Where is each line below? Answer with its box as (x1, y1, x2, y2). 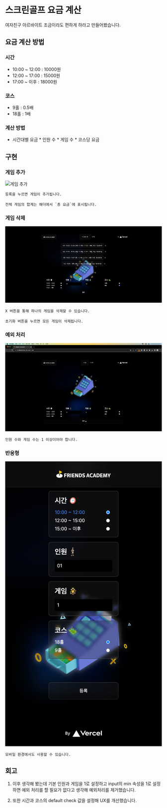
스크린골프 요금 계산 (5, 4, 82, 16)
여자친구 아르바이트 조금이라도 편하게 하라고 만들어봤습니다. (5, 22, 121, 28)
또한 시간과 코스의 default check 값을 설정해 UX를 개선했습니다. (12, 798, 137, 804)
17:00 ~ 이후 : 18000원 (12, 79, 58, 84)
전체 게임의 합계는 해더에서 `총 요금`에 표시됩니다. (5, 202, 97, 207)
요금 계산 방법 (5, 38, 45, 46)
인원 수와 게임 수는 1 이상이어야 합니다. (5, 437, 78, 442)
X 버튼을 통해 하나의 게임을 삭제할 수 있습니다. (5, 309, 90, 314)
